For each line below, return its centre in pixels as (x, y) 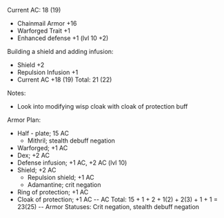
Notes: (17, 93)
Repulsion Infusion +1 (48, 72)
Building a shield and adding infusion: (60, 52)
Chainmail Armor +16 (47, 23)
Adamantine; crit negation (64, 185)
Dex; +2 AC (33, 155)
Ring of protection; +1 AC (53, 192)
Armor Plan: (24, 120)
